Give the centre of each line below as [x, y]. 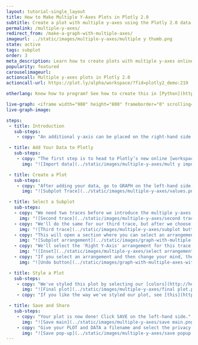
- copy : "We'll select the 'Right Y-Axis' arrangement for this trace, [104, 246]
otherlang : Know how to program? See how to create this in [82, 94]
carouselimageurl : [29, 72]
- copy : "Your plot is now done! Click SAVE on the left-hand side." [104, 317]
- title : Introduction [37, 126]
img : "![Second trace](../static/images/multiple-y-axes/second [100, 218]
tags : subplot [24, 50]
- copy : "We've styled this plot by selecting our [80, 284]
